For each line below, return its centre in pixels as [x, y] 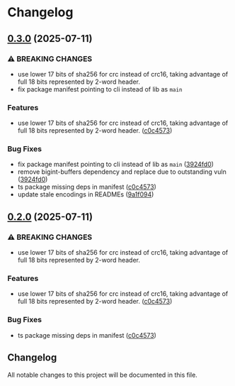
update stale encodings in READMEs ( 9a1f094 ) [86, 194]
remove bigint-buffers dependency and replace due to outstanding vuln [122, 172]
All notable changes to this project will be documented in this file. [103, 375]
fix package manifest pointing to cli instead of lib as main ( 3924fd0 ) [116, 165]
